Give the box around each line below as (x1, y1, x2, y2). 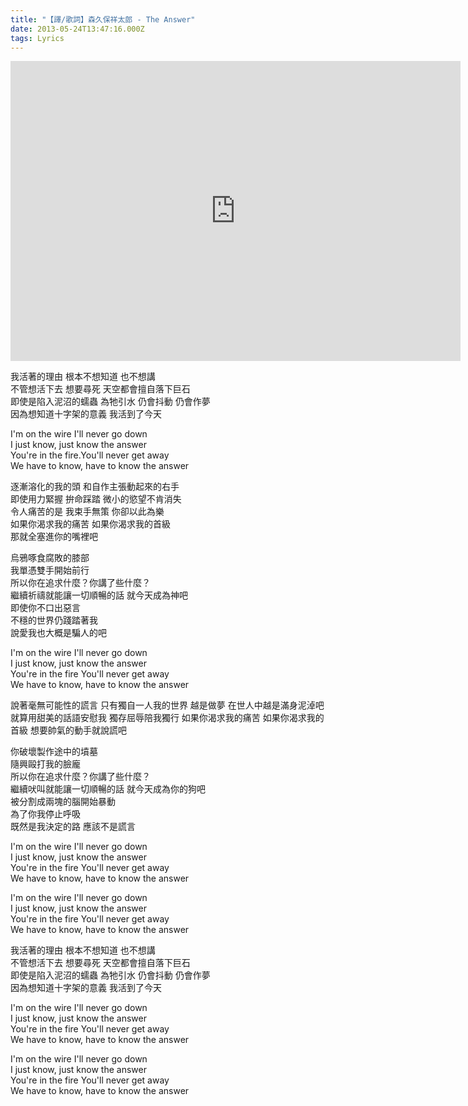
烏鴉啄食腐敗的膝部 (10, 552, 90, 564)
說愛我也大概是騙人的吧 (10, 627, 107, 639)
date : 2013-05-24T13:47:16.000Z (10, 24, 145, 34)
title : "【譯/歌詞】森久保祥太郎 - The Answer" (10, 14, 196, 25)
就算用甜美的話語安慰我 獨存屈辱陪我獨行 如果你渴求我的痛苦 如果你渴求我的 (10, 712, 325, 724)
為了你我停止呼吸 (10, 808, 81, 820)
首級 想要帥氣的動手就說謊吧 (10, 724, 127, 736)
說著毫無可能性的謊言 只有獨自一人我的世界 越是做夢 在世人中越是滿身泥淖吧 (10, 699, 325, 711)
